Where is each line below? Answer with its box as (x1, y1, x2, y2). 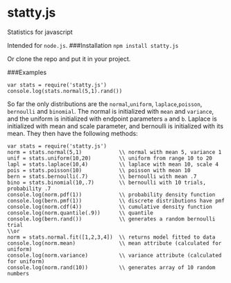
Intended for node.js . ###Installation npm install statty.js (7, 41, 179, 49)
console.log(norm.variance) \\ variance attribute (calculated (7, 252, 222, 259)
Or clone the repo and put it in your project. (7, 54, 131, 63)
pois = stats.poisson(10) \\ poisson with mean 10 (7, 166, 191, 174)
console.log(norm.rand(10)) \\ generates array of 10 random (7, 264, 216, 271)
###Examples (7, 68, 47, 76)
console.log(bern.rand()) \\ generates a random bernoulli (7, 215, 216, 223)
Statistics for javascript (7, 28, 73, 36)
